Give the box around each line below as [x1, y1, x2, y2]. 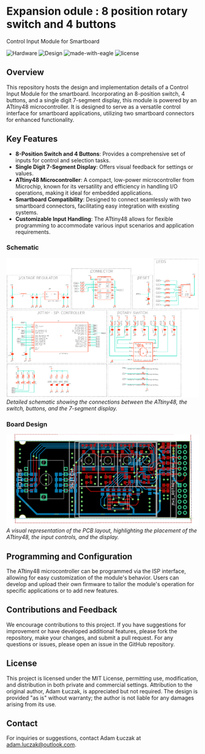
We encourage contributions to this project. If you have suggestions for [6, 620, 186, 628]
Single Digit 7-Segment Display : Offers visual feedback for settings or [15, 163, 193, 170]
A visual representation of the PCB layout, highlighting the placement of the [6, 527, 198, 534]
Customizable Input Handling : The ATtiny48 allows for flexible [15, 215, 173, 222]
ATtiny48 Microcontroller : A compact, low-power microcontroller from [15, 176, 195, 183]
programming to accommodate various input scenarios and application [15, 222, 194, 229]
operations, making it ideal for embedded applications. [15, 189, 153, 197]
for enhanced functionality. [6, 116, 75, 123]
